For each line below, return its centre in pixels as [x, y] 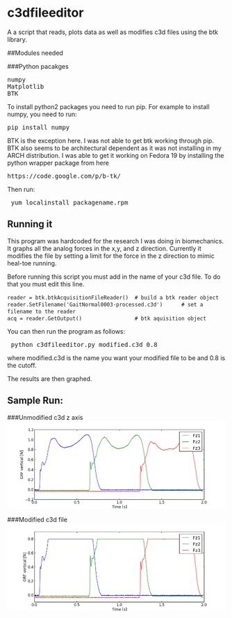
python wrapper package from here [58, 163]
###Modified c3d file [38, 520]
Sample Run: [35, 401]
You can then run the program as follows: [66, 331]
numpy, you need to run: [42, 114]
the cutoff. [22, 365]
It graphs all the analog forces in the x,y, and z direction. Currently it [104, 248]
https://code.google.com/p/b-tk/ [64, 176]
